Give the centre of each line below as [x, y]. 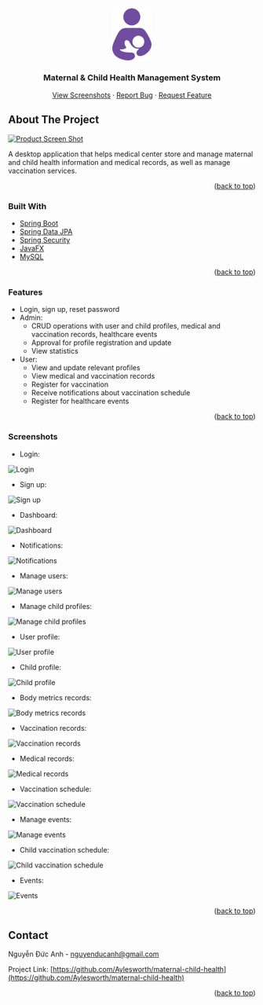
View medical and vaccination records [93, 376]
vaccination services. [42, 171]
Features [26, 292]
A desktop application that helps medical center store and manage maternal [131, 154]
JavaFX [32, 248]
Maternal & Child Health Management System [132, 78]
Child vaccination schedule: [64, 849]
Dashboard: [38, 515]
